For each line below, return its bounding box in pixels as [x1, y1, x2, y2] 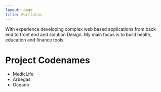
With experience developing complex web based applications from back [5, 26, 156, 32]
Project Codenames [5, 54, 90, 66]
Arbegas [12, 76, 31, 82]
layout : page [5, 7, 33, 13]
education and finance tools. [5, 36, 65, 43]
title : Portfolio [5, 12, 42, 17]
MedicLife [12, 71, 34, 77]
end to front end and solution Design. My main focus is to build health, [5, 31, 152, 37]
